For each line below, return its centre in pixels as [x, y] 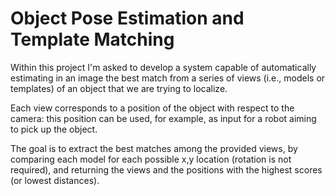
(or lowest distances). [55, 180]
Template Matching [92, 39]
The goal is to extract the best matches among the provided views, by [154, 148]
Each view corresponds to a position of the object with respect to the [152, 108]
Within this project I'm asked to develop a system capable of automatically [163, 67]
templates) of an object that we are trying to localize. [119, 88]
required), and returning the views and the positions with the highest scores [166, 169]
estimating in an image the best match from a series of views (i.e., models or [168, 78]
